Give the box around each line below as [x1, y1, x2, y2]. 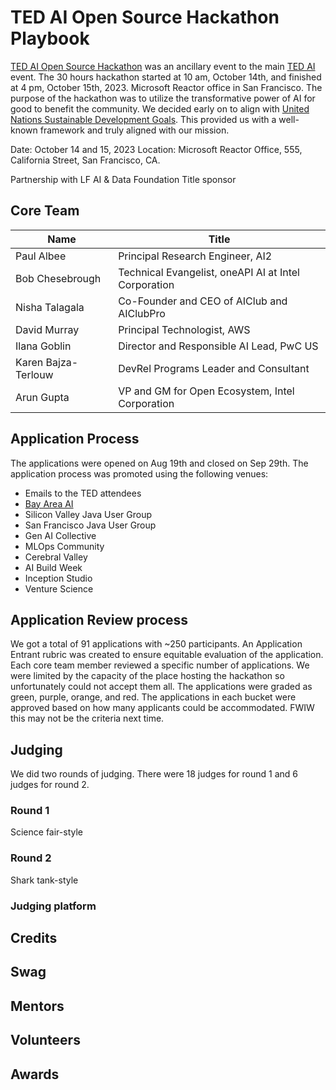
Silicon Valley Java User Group [24, 508, 152, 520]
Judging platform [10, 899, 97, 913]
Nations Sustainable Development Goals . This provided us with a [10, 113, 277, 125]
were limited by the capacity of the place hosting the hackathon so [10, 670, 285, 682]
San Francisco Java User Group [24, 519, 157, 531]
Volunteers [10, 1032, 81, 1049]
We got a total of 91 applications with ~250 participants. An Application [10, 638, 303, 650]
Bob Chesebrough [15, 271, 102, 285]
